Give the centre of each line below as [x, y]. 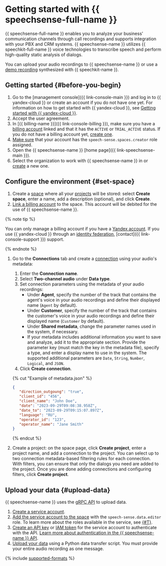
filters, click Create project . [40, 474]
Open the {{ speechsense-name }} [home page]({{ [64, 150]
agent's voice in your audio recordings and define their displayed [93, 300]
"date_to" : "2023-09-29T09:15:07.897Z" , [61, 410]
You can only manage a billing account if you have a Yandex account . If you [82, 229]
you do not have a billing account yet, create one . [63, 134]
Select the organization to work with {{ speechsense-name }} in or [80, 161]
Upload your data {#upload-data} [58, 490]
